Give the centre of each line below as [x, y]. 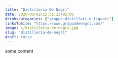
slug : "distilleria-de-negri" [36, 32]
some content [19, 51]
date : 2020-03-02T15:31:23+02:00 [39, 14]
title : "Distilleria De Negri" [37, 10]
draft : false [19, 37]
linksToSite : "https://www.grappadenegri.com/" [55, 23]
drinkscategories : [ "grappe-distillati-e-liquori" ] [59, 19]
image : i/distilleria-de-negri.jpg [42, 28]
